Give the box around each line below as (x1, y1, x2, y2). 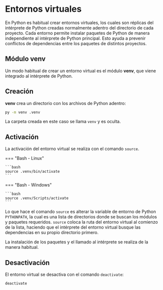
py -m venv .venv (5, 109, 41, 115)
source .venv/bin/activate (5, 169, 60, 174)
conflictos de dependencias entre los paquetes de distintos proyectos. (5, 40, 147, 46)
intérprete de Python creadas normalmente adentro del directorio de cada (5, 25, 154, 30)
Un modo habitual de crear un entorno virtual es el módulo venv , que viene (5, 68, 156, 74)
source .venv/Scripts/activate (5, 196, 69, 201)
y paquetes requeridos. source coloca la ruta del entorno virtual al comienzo (5, 219, 158, 225)
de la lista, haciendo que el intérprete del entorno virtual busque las (5, 224, 141, 230)
